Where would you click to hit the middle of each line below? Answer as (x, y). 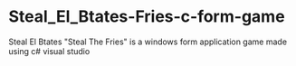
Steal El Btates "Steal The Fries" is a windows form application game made (148, 42)
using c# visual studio (49, 51)
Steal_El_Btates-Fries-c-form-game (147, 17)
